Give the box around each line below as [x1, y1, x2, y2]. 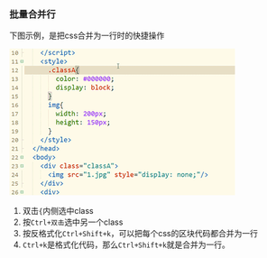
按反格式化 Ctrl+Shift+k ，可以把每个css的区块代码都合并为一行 [22, 228, 259, 239]
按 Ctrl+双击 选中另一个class [22, 217, 124, 227]
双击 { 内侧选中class [22, 206, 94, 217]
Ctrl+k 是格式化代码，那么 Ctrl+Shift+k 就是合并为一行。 [22, 239, 230, 250]
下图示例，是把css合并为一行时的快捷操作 [9, 30, 165, 41]
